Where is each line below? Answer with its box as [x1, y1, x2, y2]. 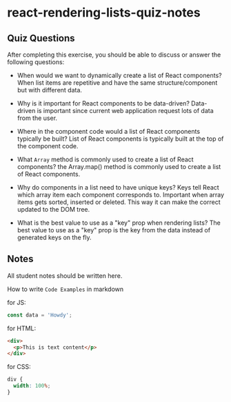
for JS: [7, 298, 26, 306]
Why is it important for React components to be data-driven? [17, 99, 190, 108]
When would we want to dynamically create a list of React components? [17, 71, 222, 79]
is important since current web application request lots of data [37, 107, 214, 114]
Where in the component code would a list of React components [17, 128, 201, 135]
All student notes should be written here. [7, 271, 123, 280]
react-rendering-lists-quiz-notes [7, 5, 201, 21]
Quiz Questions [7, 32, 75, 44]
